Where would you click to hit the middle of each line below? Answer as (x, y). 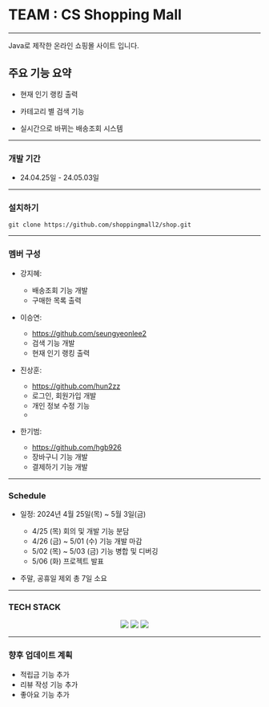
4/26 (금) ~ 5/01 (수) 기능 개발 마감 (87, 541)
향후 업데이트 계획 (41, 656)
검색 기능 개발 (53, 343)
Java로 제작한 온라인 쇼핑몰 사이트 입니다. (74, 45)
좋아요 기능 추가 (44, 694)
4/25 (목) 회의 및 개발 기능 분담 (80, 530)
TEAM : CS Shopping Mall (95, 15)
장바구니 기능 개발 (60, 457)
